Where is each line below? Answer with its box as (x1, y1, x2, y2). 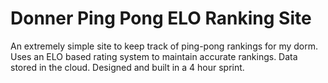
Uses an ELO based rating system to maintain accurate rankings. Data (10, 50, 298, 62)
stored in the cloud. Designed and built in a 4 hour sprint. (10, 61, 245, 73)
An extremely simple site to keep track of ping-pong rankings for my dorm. (10, 40, 319, 52)
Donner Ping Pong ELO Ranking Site (10, 7, 312, 30)
